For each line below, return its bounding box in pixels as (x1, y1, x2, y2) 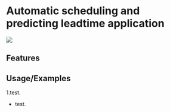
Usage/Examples (6, 73, 71, 84)
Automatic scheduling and (6, 4, 140, 18)
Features (6, 53, 40, 63)
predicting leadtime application (6, 17, 165, 30)
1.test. (6, 89, 21, 96)
